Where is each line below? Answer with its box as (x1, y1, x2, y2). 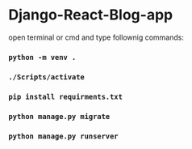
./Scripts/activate (8, 72, 85, 82)
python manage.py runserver (8, 131, 119, 141)
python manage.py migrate (8, 112, 111, 121)
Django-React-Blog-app (8, 6, 173, 24)
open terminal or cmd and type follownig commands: (8, 32, 184, 42)
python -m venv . (8, 53, 77, 62)
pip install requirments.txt (8, 92, 123, 101)
